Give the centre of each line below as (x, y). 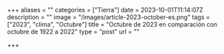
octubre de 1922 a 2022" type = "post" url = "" (73, 31)
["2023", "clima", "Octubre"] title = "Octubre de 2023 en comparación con (112, 24)
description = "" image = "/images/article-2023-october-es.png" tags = (109, 17)
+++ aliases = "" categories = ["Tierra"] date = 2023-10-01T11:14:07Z (105, 10)
